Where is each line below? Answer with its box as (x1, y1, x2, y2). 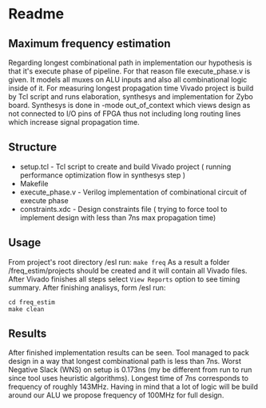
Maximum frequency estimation (8, 37, 171, 50)
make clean (8, 305, 45, 313)
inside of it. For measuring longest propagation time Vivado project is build (8, 83, 254, 93)
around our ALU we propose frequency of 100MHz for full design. (8, 390, 224, 400)
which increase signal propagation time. (8, 118, 140, 126)
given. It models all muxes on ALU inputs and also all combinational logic (8, 75, 248, 84)
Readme (8, 5, 65, 23)
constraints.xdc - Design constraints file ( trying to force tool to (19, 204, 228, 214)
